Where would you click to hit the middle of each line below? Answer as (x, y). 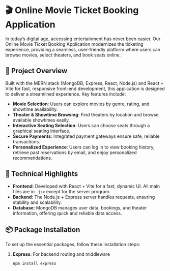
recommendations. (32, 158)
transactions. (26, 141)
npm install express (34, 264)
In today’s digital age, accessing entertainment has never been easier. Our (83, 39)
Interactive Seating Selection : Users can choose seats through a (81, 125)
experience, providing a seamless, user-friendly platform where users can (83, 49)
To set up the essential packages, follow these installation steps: (73, 245)
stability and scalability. (37, 202)
